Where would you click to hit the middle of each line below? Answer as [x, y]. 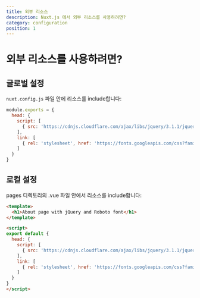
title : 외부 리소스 [27, 12]
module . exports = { [30, 110]
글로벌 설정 [25, 83]
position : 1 [21, 28]
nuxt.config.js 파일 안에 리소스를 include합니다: [64, 99]
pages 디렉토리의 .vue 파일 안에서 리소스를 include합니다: [74, 195]
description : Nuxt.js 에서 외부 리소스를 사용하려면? [66, 17]
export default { [28, 234]
